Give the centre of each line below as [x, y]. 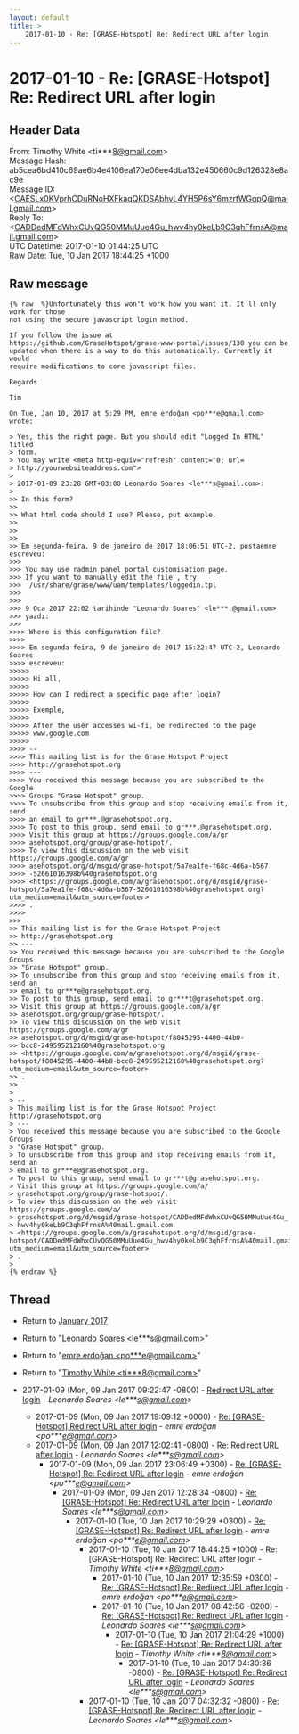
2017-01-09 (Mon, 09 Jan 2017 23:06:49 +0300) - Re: [148, 1464]
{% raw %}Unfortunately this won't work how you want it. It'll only [143, 304]
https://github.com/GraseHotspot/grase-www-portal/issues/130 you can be [149, 343]
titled [21, 445]
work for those [37, 312]
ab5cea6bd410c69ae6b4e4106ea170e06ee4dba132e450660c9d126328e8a [149, 170]
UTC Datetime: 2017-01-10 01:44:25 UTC [84, 246]
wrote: [21, 421]
